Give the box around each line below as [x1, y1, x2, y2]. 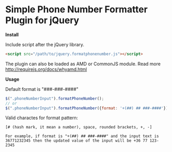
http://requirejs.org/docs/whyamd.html [5, 66, 87, 72]
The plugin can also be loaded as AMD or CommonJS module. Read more [5, 61, 161, 67]
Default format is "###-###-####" [5, 86, 79, 92]
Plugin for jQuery [5, 14, 79, 26]
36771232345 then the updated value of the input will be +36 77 [5, 138, 147, 143]
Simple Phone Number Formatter [5, 4, 148, 15]
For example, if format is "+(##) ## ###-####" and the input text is [5, 134, 159, 139]
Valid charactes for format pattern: [5, 115, 78, 121]
